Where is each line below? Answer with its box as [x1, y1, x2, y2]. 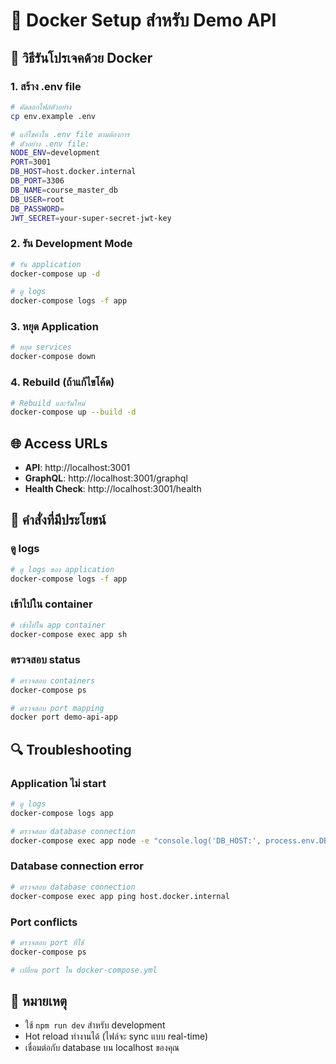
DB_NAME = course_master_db [10, 185, 118, 195]
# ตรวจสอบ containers [10, 675, 96, 686]
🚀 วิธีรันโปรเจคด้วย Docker [10, 49, 153, 66]
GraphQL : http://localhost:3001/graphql [24, 472, 188, 484]
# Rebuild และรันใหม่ [10, 398, 86, 408]
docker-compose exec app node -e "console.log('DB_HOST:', [10, 835, 262, 846]
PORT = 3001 [10, 157, 52, 168]
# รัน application [10, 259, 82, 269]
